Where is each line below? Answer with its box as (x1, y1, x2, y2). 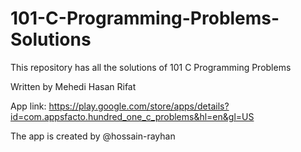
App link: (10, 100, 47, 112)
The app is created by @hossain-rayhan (10, 130, 176, 142)
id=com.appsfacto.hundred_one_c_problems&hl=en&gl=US (10, 110, 255, 122)
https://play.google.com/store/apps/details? (48, 100, 230, 112)
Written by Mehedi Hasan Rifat (10, 80, 137, 92)
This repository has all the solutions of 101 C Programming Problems (10, 61, 292, 73)
